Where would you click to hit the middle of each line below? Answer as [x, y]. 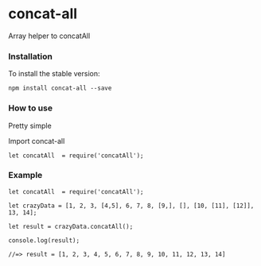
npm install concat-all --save [60, 88]
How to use [31, 108]
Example [25, 175]
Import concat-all [37, 141]
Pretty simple [30, 125]
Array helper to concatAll [49, 36]
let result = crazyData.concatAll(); [71, 226]
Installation [31, 56]
